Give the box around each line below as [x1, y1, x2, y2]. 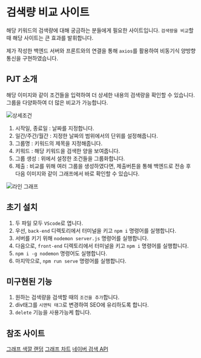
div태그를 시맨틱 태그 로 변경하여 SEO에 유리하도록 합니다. [15, 301, 150, 308]
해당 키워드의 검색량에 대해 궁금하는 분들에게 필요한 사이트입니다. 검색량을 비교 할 [6, 27, 194, 34]
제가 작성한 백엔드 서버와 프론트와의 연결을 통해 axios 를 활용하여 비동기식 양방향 [6, 47, 196, 54]
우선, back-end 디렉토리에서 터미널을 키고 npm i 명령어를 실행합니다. [15, 227, 177, 234]
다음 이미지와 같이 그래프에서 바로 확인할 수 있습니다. [15, 170, 140, 177]
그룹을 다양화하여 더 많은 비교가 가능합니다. [6, 99, 108, 106]
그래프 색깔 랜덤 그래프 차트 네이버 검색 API [6, 345, 108, 353]
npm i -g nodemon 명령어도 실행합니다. [15, 249, 108, 257]
